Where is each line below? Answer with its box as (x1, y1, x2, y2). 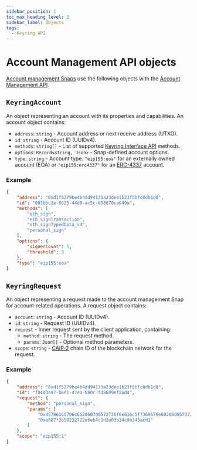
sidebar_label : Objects (6, 19, 64, 25)
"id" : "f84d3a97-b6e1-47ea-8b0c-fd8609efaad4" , (16, 390, 135, 396)
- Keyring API (11, 31, 46, 36)
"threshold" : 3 (27, 249, 64, 255)
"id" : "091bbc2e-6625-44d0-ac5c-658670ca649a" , (16, 200, 135, 206)
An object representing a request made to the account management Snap (6, 296, 184, 303)
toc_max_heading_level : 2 (6, 14, 69, 20)
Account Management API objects (6, 56, 176, 69)
